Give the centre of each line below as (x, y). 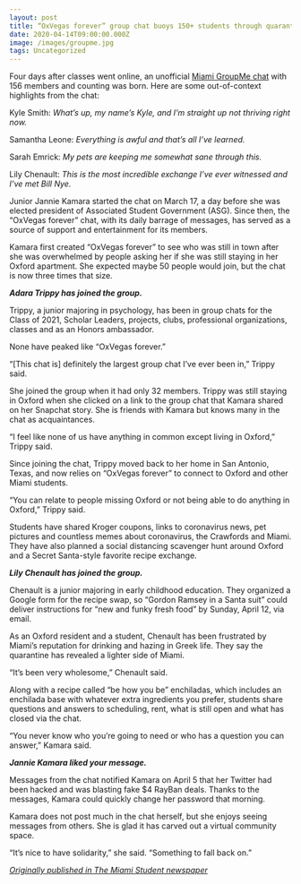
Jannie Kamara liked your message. (78, 763)
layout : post (34, 17)
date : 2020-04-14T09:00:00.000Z (69, 34)
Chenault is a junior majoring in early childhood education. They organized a (150, 590)
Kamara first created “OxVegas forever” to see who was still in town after (144, 247)
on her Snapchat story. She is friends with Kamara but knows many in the (145, 410)
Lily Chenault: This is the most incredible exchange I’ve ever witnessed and (149, 175)
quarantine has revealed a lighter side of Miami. (97, 656)
